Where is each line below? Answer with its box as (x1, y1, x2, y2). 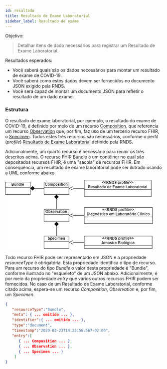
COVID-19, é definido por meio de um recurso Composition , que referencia (5, 123, 159, 129)
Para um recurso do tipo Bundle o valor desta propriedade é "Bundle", (5, 265, 149, 271)
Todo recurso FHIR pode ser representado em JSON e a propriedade (5, 254, 147, 260)
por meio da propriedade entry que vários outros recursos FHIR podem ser (5, 275, 159, 282)
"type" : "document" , (11, 323, 52, 328)
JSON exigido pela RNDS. (12, 83, 66, 89)
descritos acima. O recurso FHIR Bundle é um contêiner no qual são (5, 154, 145, 160)
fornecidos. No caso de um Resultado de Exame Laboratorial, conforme (5, 281, 153, 287)
